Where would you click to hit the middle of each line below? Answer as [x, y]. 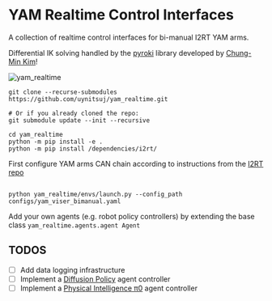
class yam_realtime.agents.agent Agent [74, 225]
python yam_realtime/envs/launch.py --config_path [96, 194]
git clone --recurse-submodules [63, 92]
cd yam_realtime [36, 134]
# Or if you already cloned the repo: [74, 113]
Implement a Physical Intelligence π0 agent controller [109, 288]
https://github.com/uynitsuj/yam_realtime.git [88, 99]
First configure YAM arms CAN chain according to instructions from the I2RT [136, 163]
